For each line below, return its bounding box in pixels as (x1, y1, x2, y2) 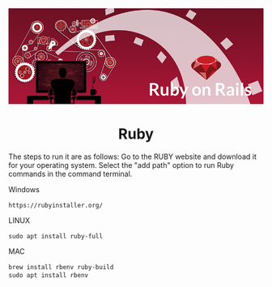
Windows (8, 184, 40, 194)
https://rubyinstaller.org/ (8, 201, 104, 209)
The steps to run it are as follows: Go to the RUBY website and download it (8, 152, 257, 161)
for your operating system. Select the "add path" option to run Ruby (8, 160, 235, 169)
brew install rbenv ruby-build (8, 263, 114, 271)
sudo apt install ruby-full (8, 232, 104, 240)
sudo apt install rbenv (8, 271, 89, 279)
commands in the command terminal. (8, 169, 133, 178)
